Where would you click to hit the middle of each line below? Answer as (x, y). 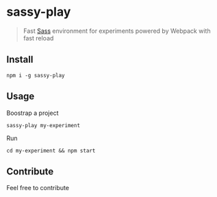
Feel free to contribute (38, 188)
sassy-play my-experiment (43, 125)
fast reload (38, 38)
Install (20, 60)
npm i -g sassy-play (36, 75)
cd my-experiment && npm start (51, 150)
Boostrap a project (33, 113)
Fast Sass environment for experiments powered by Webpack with (117, 31)
